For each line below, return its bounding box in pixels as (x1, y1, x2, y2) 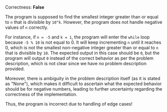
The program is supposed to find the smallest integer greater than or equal (5, 14, 159, 19)
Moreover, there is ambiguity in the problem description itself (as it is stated (5, 76, 161, 81)
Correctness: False (5, 4, 45, 10)
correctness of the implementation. (5, 92, 77, 97)
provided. (5, 66, 25, 72)
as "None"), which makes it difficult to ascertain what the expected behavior (5, 81, 162, 87)
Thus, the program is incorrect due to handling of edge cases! (5, 101, 133, 107)
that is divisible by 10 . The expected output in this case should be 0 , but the (5, 50, 160, 56)
